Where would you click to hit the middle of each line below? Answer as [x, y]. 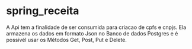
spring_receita [43, 11]
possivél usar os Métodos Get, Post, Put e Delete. [67, 40]
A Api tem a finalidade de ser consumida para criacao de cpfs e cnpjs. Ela [96, 27]
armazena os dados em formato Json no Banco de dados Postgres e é [92, 33]
